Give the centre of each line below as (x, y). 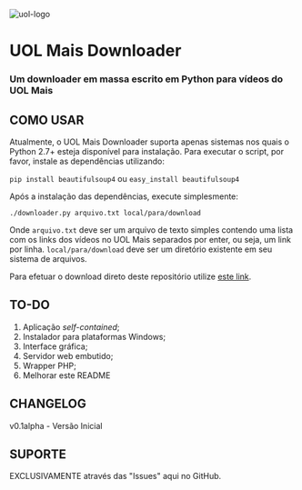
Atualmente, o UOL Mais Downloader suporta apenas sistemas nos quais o (149, 142)
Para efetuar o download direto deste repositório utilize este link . (131, 276)
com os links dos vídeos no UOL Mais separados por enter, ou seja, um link (150, 239)
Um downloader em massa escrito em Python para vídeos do (146, 79)
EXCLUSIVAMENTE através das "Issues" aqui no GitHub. (116, 476)
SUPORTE (38, 454)
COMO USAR (47, 120)
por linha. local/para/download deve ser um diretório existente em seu (141, 249)
